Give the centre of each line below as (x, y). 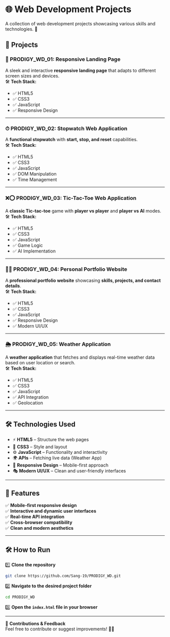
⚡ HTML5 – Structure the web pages (51, 439)
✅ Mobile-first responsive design (41, 505)
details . (13, 286)
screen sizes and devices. (32, 76)
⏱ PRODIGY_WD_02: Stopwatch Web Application (66, 129)
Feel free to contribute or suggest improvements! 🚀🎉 (60, 629)
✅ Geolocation (28, 403)
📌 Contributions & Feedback (35, 624)
